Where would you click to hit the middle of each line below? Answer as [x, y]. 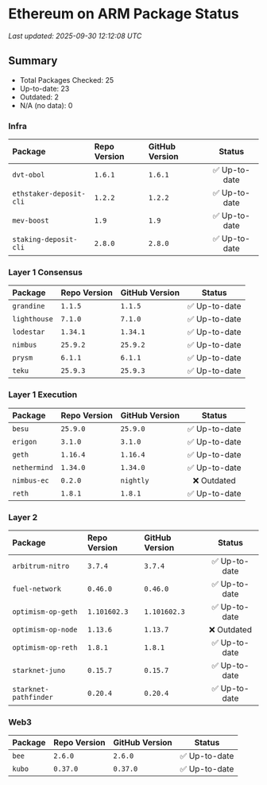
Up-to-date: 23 [44, 88]
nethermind [33, 467]
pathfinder [33, 697]
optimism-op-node [45, 630]
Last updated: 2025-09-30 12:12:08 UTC [75, 36]
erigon [25, 441]
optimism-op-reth [45, 647]
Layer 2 [23, 517]
